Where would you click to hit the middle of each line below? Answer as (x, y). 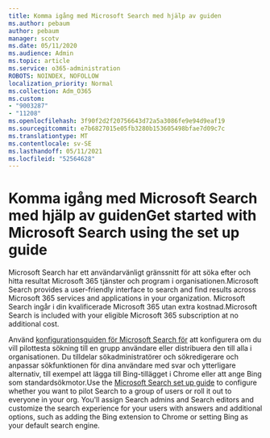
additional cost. (34, 324)
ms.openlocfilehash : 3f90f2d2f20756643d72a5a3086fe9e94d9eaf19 (117, 121)
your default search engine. (54, 426)
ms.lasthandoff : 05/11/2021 (56, 151)
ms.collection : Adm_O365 (50, 91)
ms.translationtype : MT (48, 136)
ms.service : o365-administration (64, 69)
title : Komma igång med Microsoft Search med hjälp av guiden (115, 16)
